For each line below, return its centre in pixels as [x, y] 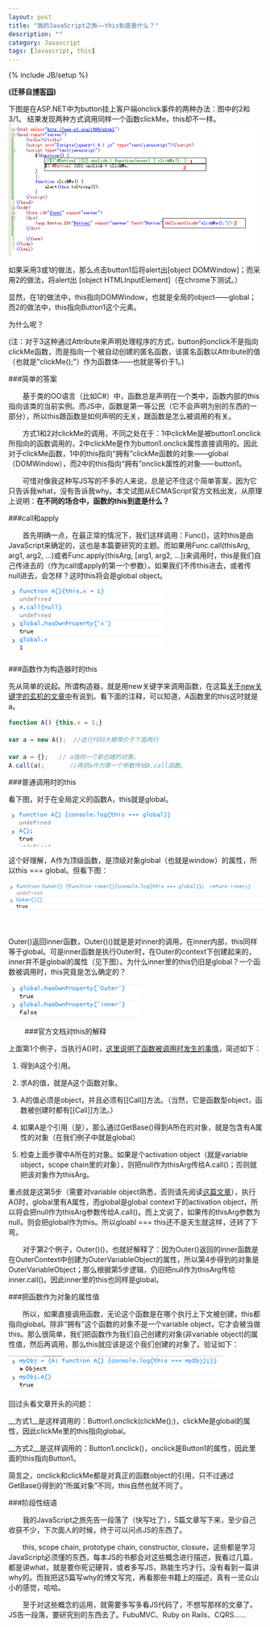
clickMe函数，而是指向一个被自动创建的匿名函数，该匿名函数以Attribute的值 [135, 352]
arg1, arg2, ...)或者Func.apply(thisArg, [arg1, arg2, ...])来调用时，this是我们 [131, 556]
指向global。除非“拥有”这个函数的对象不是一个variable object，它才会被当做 [135, 1323]
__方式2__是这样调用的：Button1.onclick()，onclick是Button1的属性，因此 [129, 1448]
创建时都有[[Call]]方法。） [76, 1109]
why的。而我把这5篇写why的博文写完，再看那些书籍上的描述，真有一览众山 [134, 1577]
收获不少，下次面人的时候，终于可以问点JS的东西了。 [98, 1529]
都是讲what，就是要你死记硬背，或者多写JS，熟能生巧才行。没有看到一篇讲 [134, 1567]
